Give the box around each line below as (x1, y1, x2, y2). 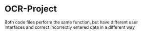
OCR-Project (4, 3, 57, 14)
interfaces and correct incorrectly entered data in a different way (4, 24, 135, 30)
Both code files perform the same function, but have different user (4, 19, 138, 25)
